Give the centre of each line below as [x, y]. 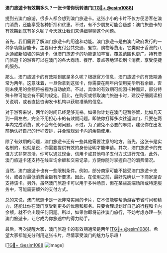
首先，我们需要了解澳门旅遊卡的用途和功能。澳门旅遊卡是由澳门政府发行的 [81, 41]
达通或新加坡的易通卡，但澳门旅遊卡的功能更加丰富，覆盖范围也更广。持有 [81, 54]
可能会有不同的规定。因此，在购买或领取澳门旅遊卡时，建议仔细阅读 [88, 95]
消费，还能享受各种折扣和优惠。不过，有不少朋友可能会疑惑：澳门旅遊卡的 [85, 25]
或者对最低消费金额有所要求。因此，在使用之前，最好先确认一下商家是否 [88, 177]
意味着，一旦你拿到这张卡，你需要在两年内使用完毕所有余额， [94, 83]
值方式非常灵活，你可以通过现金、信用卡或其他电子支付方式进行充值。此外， [83, 154]
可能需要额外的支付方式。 [44, 189]
